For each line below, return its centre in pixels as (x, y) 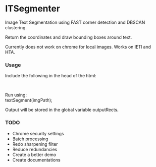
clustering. (16, 27)
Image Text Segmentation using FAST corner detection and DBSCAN (75, 22)
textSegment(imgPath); (29, 100)
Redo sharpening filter (35, 144)
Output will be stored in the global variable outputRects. (62, 110)
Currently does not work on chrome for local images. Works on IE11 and (78, 47)
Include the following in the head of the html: (51, 76)
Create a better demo (34, 155)
